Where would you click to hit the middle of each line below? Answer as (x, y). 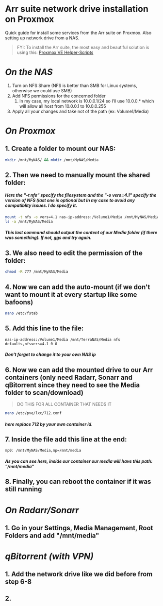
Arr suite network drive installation (77, 9)
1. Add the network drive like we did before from (79, 574)
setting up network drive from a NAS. (42, 38)
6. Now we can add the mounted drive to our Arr (79, 370)
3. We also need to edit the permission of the (74, 253)
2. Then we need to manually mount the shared (78, 175)
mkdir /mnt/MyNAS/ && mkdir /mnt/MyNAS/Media (52, 160)
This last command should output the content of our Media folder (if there (81, 233)
